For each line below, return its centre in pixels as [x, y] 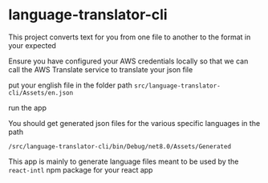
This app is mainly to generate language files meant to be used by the [124, 161]
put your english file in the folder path [70, 85]
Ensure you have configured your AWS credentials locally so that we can [128, 61]
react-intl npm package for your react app [81, 169]
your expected [32, 45]
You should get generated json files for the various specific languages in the [134, 123]
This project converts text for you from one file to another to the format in [130, 37]
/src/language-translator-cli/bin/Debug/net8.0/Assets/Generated [120, 146]
